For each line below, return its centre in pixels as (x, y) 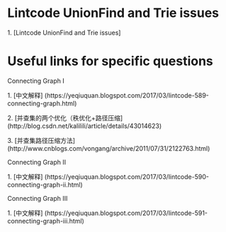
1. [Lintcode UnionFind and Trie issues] (64, 33)
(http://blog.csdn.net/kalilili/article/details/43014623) (85, 126)
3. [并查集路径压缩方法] (41, 140)
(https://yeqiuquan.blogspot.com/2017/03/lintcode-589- (126, 95)
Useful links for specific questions (111, 61)
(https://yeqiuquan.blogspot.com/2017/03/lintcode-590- (126, 176)
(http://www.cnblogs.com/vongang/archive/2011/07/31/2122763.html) (109, 148)
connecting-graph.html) (42, 103)
